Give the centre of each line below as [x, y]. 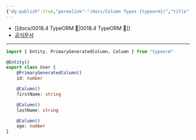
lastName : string [38, 110]
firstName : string [39, 94]
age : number [31, 126]
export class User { [31, 68]
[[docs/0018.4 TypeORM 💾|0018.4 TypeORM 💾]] [72, 28]
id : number [30, 78]
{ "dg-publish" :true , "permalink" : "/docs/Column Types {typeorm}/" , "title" [98, 11]
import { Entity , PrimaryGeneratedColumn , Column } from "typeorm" [90, 51]
